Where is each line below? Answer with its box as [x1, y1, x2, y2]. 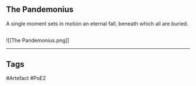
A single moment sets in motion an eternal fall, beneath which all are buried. [6, 20, 188, 27]
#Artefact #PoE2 [6, 75, 47, 82]
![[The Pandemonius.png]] [6, 37, 70, 44]
